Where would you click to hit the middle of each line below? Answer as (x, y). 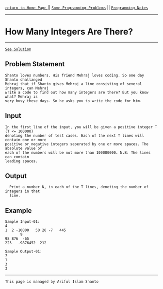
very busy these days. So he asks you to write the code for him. (73, 101)
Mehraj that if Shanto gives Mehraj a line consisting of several (73, 84)
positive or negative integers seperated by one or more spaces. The (77, 144)
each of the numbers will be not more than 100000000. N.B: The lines (78, 153)
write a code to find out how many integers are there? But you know (77, 92)
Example (18, 210)
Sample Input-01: (23, 222)
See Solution (18, 49)
